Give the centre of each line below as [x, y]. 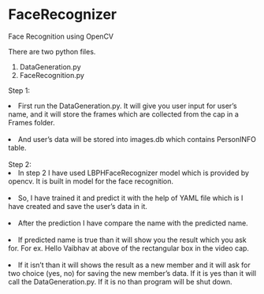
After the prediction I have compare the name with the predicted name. [133, 223]
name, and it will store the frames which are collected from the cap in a [123, 114]
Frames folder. [32, 122]
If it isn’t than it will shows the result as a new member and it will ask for [134, 265]
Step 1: [19, 90]
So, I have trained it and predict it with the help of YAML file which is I [131, 198]
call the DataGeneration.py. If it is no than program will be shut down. [120, 281]
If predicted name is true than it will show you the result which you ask [132, 240]
